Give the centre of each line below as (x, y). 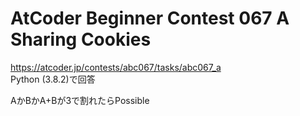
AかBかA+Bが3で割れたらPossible (80, 100)
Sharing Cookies (81, 39)
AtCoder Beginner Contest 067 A (150, 18)
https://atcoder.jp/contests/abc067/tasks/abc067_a (116, 67)
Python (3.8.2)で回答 (53, 79)
